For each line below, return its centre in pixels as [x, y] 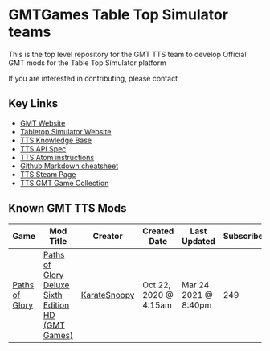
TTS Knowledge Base [56, 140]
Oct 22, [156, 285]
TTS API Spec [43, 149]
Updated [198, 241]
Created [158, 231]
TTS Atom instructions [57, 157]
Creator [108, 236]
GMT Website [43, 123]
